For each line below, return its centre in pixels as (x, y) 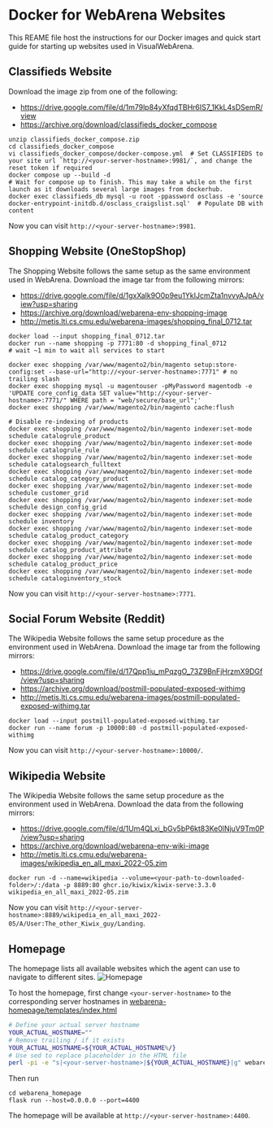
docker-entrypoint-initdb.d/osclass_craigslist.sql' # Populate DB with (136, 203)
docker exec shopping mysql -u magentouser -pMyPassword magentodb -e (130, 386)
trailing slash (34, 379)
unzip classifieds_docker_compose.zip (74, 139)
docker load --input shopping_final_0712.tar (87, 336)
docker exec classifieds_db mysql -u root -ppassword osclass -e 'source (136, 196)
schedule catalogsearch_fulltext (65, 464)
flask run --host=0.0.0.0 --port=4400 (74, 1100)
